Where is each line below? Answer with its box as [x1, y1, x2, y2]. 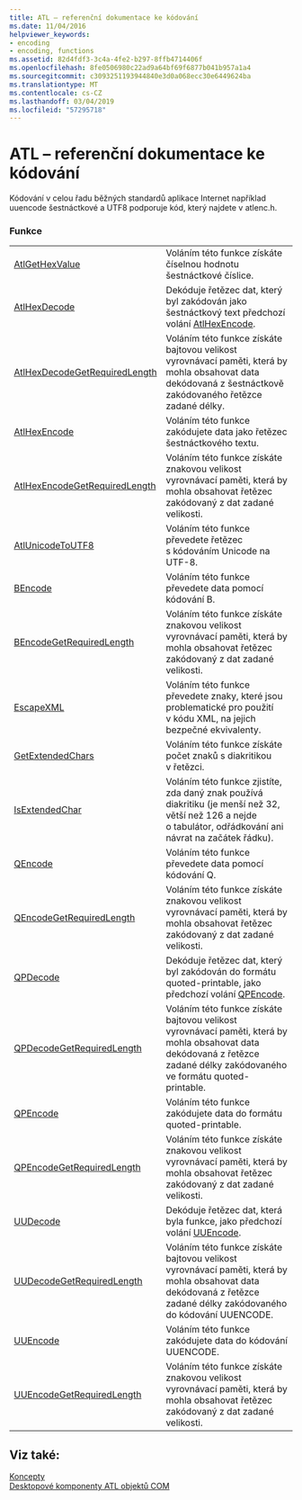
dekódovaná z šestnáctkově [165, 377, 285, 390]
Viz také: [9, 1447, 60, 1462]
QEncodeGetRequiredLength [13, 912, 136, 924]
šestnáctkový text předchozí [165, 307, 286, 319]
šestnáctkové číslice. [165, 269, 254, 282]
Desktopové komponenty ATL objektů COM [9, 1481, 170, 1492]
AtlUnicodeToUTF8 [13, 539, 94, 552]
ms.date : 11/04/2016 [9, 22, 87, 31]
